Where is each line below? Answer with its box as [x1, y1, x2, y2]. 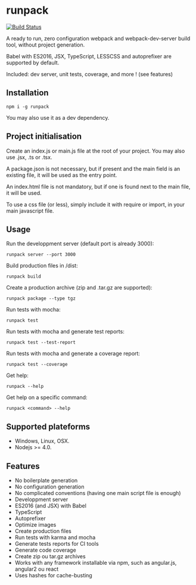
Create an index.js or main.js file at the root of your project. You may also [6, 147, 185, 154]
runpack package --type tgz [6, 295, 76, 301]
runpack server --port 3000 [6, 251, 76, 258]
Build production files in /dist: [6, 262, 79, 269]
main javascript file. [6, 207, 54, 214]
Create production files [14, 528, 71, 534]
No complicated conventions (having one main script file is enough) [14, 490, 181, 496]
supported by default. [6, 59, 60, 66]
